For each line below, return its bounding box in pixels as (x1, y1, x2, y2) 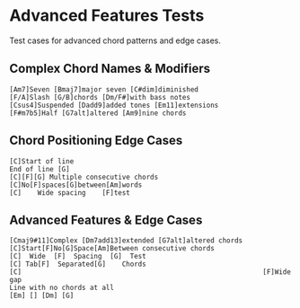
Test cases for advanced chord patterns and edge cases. (9, 35, 222, 46)
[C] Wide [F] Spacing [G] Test (9, 252, 146, 261)
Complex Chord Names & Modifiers (9, 61, 211, 76)
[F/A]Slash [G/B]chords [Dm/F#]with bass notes (9, 92, 191, 101)
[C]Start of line (9, 156, 75, 166)
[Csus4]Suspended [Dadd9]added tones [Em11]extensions (9, 101, 219, 110)
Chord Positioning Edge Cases (9, 133, 183, 148)
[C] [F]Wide (9, 268, 292, 277)
